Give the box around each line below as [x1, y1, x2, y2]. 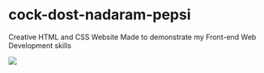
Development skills [8, 40, 71, 50]
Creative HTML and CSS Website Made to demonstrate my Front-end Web [8, 32, 257, 42]
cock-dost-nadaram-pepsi [8, 6, 192, 24]
